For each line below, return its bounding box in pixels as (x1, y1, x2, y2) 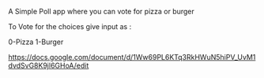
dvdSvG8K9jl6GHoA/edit (8, 61, 89, 70)
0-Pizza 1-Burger (8, 37, 64, 46)
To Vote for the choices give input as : (8, 22, 132, 31)
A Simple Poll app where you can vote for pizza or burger (8, 7, 195, 16)
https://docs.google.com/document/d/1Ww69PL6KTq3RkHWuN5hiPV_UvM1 (8, 53, 256, 61)
